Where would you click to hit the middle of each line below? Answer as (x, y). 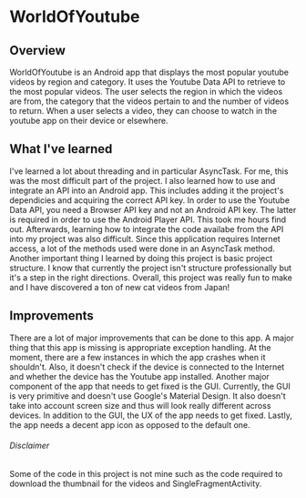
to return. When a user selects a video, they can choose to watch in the (143, 111)
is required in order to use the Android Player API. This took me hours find (148, 219)
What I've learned (61, 149)
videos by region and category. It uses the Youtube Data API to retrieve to (148, 82)
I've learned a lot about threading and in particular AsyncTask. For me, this (149, 171)
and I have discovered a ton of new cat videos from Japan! (120, 287)
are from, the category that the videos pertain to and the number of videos (149, 101)
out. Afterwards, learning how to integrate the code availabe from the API (147, 229)
